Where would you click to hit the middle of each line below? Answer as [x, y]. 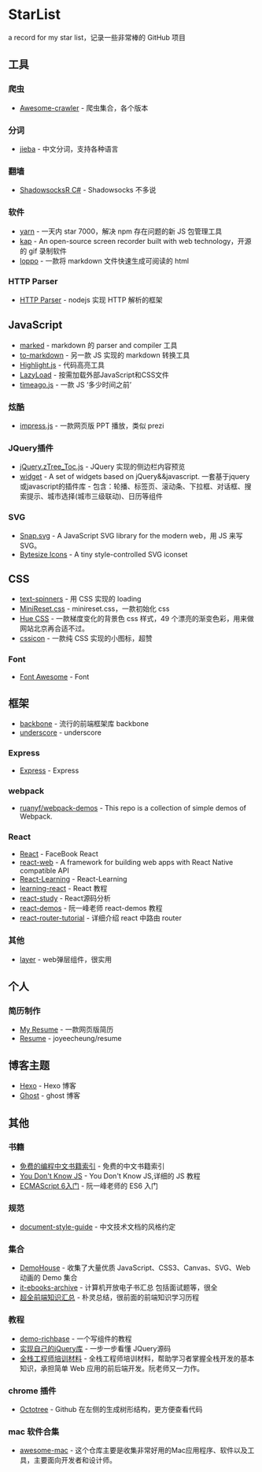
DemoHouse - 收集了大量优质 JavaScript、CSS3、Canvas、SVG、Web [135, 1268]
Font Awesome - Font [54, 676]
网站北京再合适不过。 [54, 628]
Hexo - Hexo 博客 [48, 1086]
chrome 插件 [32, 1391]
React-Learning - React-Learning [73, 879]
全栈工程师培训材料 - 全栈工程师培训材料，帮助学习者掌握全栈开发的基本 [137, 1358]
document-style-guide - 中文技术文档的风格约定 [97, 1227]
